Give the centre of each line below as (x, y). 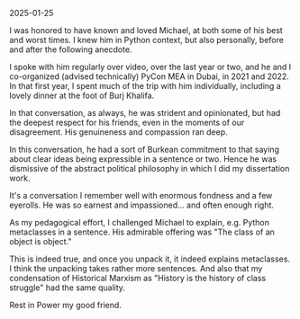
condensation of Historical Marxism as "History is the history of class (138, 278)
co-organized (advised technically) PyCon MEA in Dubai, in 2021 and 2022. (150, 76)
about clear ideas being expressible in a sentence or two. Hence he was (143, 159)
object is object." (41, 241)
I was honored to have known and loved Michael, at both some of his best (146, 30)
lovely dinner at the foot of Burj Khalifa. (82, 95)
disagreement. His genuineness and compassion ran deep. (118, 132)
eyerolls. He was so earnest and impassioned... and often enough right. (142, 205)
